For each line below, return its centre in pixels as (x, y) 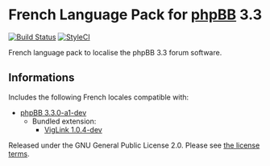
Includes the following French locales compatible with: (99, 97)
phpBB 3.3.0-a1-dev (53, 112)
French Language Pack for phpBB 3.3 (135, 15)
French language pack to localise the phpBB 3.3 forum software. (115, 52)
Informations (42, 78)
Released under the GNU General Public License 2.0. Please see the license (134, 145)
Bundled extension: (64, 121)
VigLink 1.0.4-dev (73, 129)
